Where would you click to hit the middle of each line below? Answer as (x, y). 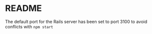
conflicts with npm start (29, 26)
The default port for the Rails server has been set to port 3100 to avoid (76, 22)
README (24, 8)
